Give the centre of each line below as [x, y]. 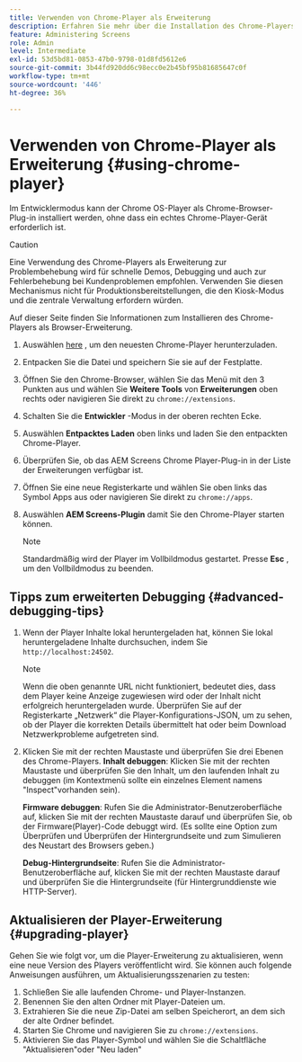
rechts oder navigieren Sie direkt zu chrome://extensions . [129, 399]
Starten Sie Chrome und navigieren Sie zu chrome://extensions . [140, 1031]
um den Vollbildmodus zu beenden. [88, 568]
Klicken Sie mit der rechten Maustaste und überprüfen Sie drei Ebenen [153, 752]
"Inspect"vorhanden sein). [71, 790]
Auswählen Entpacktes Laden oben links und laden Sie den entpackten [155, 433]
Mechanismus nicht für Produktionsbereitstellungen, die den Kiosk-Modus [147, 291]
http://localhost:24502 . [68, 652]
